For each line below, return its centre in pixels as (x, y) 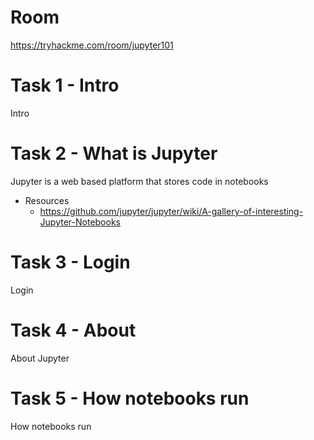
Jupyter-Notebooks (80, 222)
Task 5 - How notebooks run (130, 398)
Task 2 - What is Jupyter (114, 153)
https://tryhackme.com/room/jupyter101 (92, 45)
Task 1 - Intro (65, 85)
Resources (47, 200)
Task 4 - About (73, 330)
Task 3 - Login (70, 262)
